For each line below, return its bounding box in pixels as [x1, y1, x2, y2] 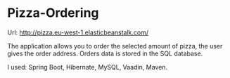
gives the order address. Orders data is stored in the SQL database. [7, 49, 203, 58]
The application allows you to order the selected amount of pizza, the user [7, 41, 223, 50]
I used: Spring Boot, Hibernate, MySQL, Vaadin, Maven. [7, 63, 167, 71]
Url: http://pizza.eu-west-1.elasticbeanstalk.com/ [7, 28, 149, 37]
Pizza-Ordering [7, 5, 100, 21]
